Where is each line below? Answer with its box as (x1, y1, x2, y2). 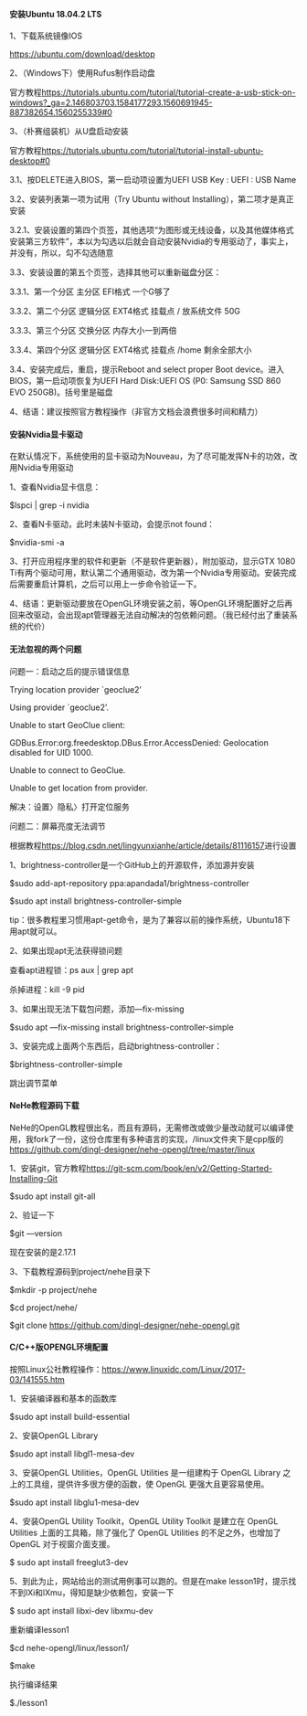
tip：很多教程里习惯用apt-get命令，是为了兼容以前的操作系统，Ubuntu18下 (9, 914, 291, 925)
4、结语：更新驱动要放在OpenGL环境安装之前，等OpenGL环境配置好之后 (9, 598, 285, 609)
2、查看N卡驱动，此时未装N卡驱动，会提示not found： (9, 519, 216, 530)
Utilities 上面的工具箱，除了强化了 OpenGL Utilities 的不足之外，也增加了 (9, 1527, 281, 1539)
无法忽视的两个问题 (9, 644, 82, 654)
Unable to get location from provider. (9, 782, 148, 793)
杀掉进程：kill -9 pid (9, 983, 85, 995)
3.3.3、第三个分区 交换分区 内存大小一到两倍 (9, 325, 177, 336)
